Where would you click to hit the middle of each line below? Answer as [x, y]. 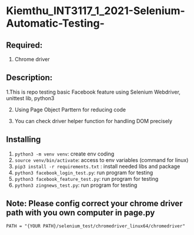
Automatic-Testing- [55, 23]
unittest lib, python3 [30, 98]
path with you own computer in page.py [81, 213]
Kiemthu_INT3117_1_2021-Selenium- [96, 11]
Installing [24, 140]
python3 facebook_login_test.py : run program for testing [84, 173]
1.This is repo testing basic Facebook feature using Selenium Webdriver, [93, 92]
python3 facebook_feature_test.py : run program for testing [86, 178]
